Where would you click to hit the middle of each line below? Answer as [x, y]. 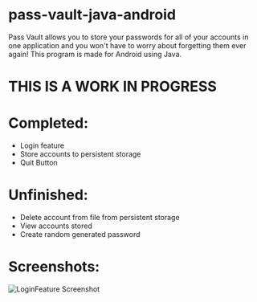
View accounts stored [56, 226]
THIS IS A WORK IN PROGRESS [112, 87]
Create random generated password [80, 234]
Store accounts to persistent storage [80, 154]
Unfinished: [48, 195]
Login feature [42, 145]
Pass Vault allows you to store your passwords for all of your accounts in [128, 37]
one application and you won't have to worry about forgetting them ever [127, 45]
